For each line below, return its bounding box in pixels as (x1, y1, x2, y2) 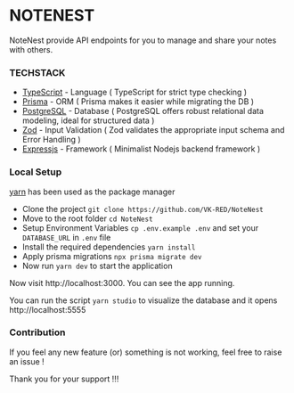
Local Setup (9, 166, 62, 178)
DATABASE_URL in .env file (21, 232, 111, 242)
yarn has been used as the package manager (9, 186, 176, 197)
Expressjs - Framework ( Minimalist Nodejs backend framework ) (21, 143, 261, 154)
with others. (9, 44, 53, 54)
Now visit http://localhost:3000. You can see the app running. (9, 277, 235, 288)
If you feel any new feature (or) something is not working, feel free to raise (9, 347, 282, 357)
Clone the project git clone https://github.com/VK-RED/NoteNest (21, 203, 265, 214)
